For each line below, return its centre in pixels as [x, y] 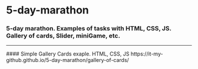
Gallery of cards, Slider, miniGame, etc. [63, 36]
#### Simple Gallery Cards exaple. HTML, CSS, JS [68, 54]
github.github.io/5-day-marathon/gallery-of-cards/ [68, 60]
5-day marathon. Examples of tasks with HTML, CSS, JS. [89, 29]
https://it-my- [147, 54]
